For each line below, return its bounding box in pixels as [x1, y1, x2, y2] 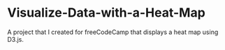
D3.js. [7, 35, 24, 43]
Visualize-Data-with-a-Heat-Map [7, 5, 206, 21]
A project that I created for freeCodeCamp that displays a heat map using [7, 28, 219, 36]
